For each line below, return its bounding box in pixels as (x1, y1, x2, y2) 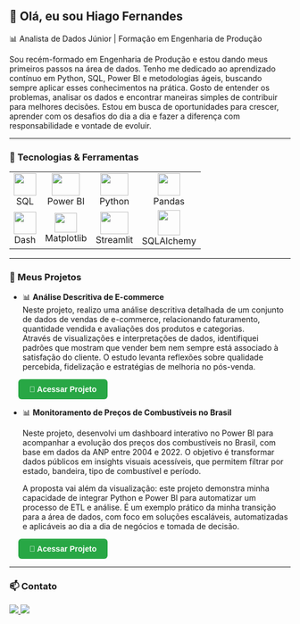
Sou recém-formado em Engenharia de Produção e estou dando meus (9, 54, 268, 64)
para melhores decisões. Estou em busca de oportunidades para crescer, (9, 101, 279, 112)
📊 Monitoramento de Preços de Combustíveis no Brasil (21, 407, 232, 418)
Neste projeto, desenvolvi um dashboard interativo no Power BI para (21, 428, 274, 438)
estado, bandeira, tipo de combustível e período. (21, 466, 202, 477)
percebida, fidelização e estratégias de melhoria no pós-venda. (21, 362, 256, 372)
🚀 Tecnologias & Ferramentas (9, 151, 139, 163)
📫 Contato (9, 580, 58, 593)
